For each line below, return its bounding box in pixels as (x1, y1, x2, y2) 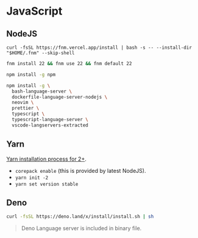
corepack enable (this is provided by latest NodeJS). (15, 167, 146, 174)
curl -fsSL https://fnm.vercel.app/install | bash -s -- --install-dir (6, 44, 192, 51)
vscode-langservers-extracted (12, 122, 88, 128)
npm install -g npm (6, 71, 56, 77)
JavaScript (6, 4, 63, 18)
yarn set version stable (15, 181, 79, 187)
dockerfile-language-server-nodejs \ (12, 94, 108, 100)
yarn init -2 (15, 175, 49, 181)
